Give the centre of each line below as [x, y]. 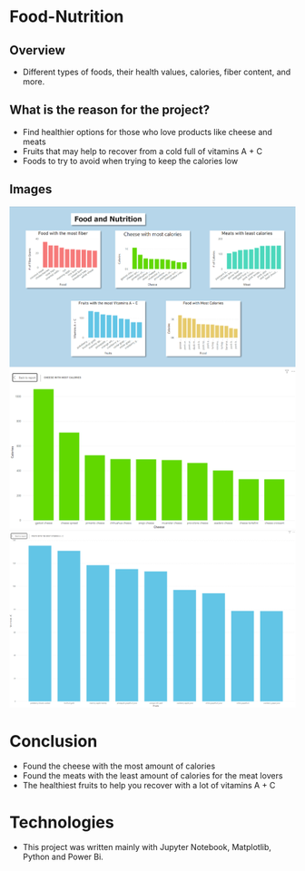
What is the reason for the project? [110, 110]
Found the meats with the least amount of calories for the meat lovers [152, 776]
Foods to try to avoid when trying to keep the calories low [130, 161]
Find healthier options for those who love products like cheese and [147, 132]
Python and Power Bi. [63, 857]
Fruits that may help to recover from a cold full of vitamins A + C [143, 151]
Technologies [62, 822]
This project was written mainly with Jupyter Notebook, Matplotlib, [147, 847]
